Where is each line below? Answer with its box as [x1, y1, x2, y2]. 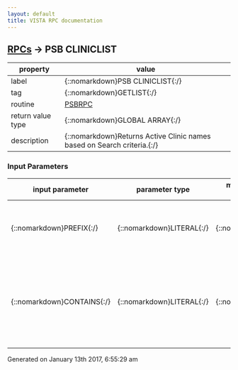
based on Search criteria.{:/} [64, 140, 159, 150]
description [11, 136, 49, 146]
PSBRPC [64, 99, 93, 109]
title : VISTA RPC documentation [7, 17, 103, 24]
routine [11, 99, 35, 109]
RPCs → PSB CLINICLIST [7, 43, 118, 55]
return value [11, 111, 52, 121]
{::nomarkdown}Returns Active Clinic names [64, 131, 211, 141]
